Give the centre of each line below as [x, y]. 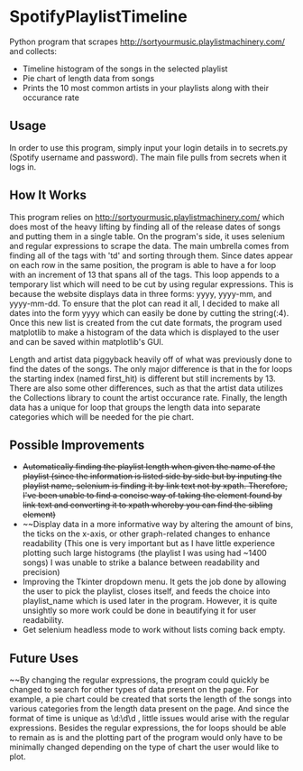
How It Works [48, 195]
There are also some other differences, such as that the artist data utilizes [147, 388]
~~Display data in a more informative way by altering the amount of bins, [158, 525]
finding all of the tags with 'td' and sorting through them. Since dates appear [151, 255]
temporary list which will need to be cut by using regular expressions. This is [151, 284]
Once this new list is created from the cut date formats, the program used [146, 322]
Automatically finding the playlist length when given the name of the [149, 467]
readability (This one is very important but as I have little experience [148, 543]
